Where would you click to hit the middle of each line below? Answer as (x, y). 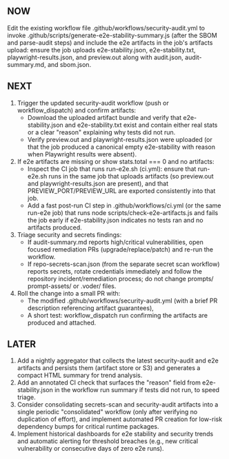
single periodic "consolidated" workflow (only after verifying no (107, 412)
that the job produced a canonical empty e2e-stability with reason (121, 147)
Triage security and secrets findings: (69, 234)
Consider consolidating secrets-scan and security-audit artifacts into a (118, 405)
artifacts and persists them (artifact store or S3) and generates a (109, 368)
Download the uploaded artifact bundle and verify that (104, 117)
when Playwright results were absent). (82, 154)
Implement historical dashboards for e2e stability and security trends (115, 434)
